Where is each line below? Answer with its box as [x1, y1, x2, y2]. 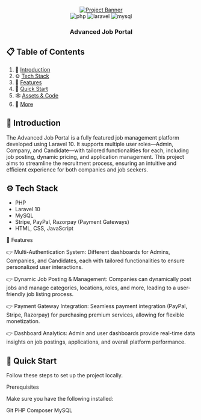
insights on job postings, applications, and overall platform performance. [6, 338, 187, 345]
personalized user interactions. [6, 264, 83, 271]
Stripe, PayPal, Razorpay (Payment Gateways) [14, 218, 129, 226]
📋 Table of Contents [6, 47, 85, 57]
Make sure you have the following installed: [6, 395, 114, 403]
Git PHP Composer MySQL [6, 407, 73, 414]
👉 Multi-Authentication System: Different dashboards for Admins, [6, 249, 170, 256]
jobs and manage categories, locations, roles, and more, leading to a [6, 284, 176, 291]
